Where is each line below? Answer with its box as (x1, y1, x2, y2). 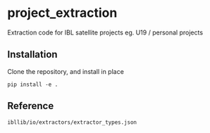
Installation (7, 49, 58, 61)
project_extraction (7, 5, 118, 21)
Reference (7, 100, 54, 112)
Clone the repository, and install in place (7, 67, 125, 75)
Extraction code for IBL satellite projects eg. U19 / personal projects (7, 28, 203, 37)
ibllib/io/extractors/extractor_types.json (7, 118, 137, 126)
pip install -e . (7, 81, 58, 88)
